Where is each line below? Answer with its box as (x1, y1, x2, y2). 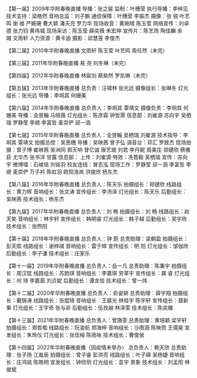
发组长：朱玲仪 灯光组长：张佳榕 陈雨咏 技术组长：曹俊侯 (6, 332, 145, 338)
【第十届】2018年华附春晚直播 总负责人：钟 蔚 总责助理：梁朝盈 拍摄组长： (6, 235, 189, 242)
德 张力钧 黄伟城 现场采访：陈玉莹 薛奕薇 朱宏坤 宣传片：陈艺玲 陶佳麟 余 (6, 27, 183, 34)
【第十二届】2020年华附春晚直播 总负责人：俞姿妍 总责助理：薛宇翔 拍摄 (6, 290, 183, 296)
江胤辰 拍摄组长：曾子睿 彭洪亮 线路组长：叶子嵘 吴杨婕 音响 (33, 352, 180, 358)
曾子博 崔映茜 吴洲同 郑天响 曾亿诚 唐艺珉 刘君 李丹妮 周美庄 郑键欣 (16, 146, 179, 153)
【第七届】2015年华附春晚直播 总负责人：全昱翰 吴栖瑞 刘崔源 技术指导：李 (6, 132, 189, 138)
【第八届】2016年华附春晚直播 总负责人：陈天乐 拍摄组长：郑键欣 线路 (6, 181, 177, 188)
